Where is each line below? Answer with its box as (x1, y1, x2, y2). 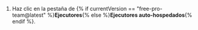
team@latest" (11, 11, 46, 19)
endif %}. (11, 18, 36, 25)
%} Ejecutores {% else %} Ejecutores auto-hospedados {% (47, 11, 193, 19)
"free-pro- (136, 5, 163, 12)
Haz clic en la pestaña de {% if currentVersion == (11, 5, 136, 12)
